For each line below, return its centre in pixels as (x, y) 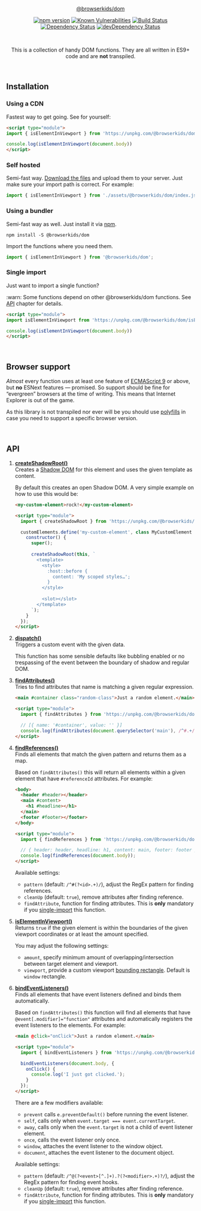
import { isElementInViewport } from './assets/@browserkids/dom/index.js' (103, 195)
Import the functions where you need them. (60, 246)
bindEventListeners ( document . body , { (68, 1064)
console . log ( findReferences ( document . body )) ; (78, 856)
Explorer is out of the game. (40, 400)
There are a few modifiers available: (59, 1102)
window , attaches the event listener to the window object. (93, 1146)
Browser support (38, 367)
